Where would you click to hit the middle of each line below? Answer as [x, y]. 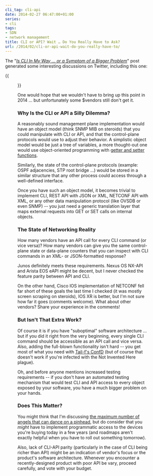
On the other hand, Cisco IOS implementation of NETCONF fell [81, 286]
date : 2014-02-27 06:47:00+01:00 [39, 14]
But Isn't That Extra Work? [50, 320]
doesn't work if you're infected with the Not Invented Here [76, 357]
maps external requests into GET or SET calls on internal [75, 211]
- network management [27, 38]
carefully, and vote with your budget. [55, 468]
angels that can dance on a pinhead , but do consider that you [80, 421]
